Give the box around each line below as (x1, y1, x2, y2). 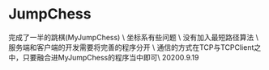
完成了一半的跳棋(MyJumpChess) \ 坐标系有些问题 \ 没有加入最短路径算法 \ (8, 32, 259, 42)
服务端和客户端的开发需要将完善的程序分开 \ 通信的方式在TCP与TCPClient (8, 42, 254, 52)
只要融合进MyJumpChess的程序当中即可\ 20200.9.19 (22, 52, 199, 62)
